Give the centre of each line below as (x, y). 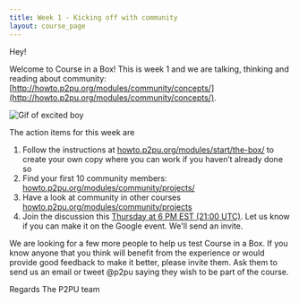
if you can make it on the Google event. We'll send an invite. (132, 226)
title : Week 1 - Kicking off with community (94, 17)
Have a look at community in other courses (102, 197)
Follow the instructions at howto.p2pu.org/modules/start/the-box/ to (148, 150)
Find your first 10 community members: (94, 178)
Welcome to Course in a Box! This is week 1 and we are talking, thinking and (149, 69)
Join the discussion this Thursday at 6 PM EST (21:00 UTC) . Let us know (156, 216)
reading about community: (58, 78)
